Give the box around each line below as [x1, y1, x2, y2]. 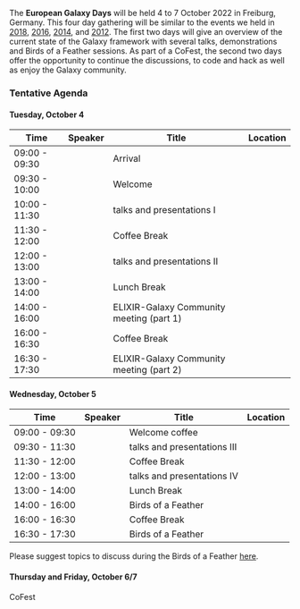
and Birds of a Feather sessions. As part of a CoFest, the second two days [9, 46, 283, 56]
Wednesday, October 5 [9, 388, 96, 399]
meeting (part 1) [112, 312, 182, 325]
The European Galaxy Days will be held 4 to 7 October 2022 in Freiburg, [9, 8, 277, 18]
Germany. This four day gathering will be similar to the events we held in [9, 17, 275, 28]
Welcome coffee [129, 427, 198, 439]
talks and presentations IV [129, 469, 238, 482]
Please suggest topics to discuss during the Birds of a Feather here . [9, 551, 259, 562]
